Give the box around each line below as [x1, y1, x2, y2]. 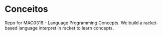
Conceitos [4, 3, 48, 15]
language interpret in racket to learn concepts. [18, 25, 114, 31]
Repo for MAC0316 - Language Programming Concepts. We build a [4, 20, 143, 26]
